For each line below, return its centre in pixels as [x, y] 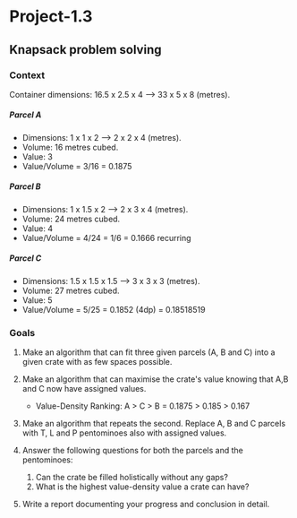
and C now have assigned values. [84, 389]
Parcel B [25, 186]
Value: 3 [38, 156]
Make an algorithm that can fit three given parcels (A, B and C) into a [148, 352]
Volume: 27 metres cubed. [71, 290]
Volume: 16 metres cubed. [70, 147]
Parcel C [25, 258]
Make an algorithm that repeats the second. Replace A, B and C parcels [154, 424]
